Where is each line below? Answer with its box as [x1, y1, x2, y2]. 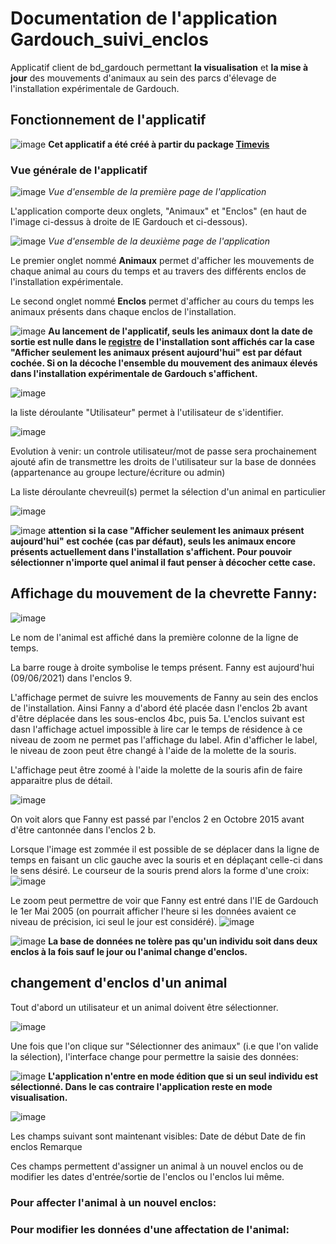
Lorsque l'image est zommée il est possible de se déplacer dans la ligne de [10, 843, 320, 855]
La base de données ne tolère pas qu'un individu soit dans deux [48, 935, 318, 947]
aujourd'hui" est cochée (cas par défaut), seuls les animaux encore [10, 535, 297, 547]
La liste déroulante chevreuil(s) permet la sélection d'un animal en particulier [10, 486, 326, 498]
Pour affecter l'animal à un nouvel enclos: [10, 1195, 217, 1209]
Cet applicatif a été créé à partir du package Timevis [48, 138, 270, 150]
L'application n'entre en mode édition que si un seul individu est [48, 1070, 319, 1082]
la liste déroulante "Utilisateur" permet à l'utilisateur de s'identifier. [10, 407, 284, 419]
